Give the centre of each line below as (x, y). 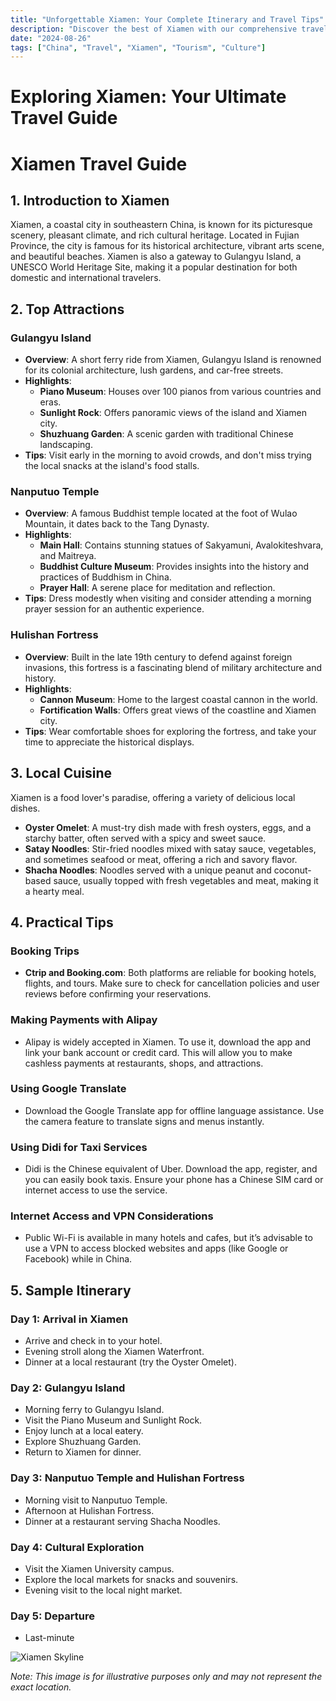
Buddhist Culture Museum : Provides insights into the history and (174, 567)
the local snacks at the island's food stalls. (112, 466)
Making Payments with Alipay (84, 1020)
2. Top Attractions (67, 309)
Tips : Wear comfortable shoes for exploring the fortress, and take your (170, 731)
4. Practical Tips (62, 922)
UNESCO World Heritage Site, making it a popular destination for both (154, 267)
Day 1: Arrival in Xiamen (69, 1319)
